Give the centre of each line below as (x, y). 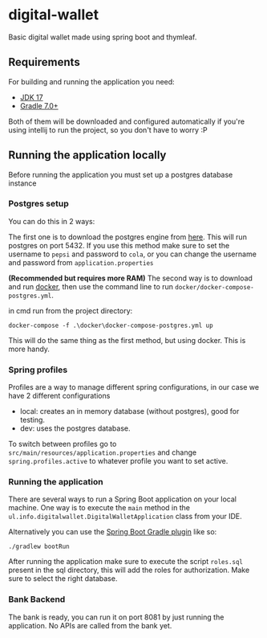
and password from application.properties (81, 262)
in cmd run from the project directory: (71, 310)
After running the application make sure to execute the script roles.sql (125, 562)
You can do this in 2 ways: (52, 221)
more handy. (29, 349)
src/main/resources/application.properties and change (103, 452)
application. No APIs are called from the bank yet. (90, 625)
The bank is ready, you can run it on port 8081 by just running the (116, 617)
